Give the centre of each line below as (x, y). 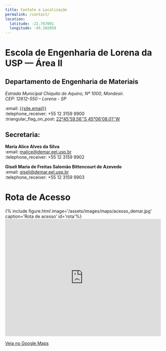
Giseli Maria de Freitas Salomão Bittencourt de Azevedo (63, 166)
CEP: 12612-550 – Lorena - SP (36, 99)
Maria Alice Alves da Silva (32, 146)
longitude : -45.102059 (33, 28)
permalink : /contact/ (27, 14)
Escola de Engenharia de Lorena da (79, 53)
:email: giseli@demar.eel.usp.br (37, 172)
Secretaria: (23, 135)
